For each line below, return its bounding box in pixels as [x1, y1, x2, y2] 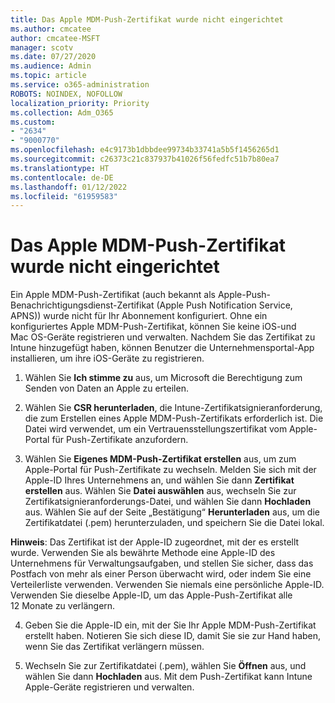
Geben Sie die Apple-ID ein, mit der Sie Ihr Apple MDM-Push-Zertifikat [24, 619, 317, 631]
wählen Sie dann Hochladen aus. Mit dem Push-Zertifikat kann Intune [24, 671, 313, 683]
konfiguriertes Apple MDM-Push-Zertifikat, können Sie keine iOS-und [10, 321, 297, 333]
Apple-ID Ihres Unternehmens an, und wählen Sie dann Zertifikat [24, 474, 295, 486]
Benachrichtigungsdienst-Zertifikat [10, 299, 155, 311]
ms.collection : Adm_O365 [10, 107, 114, 118]
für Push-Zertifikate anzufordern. [51, 434, 189, 446]
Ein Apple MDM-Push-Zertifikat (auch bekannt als [10, 289, 216, 301]
